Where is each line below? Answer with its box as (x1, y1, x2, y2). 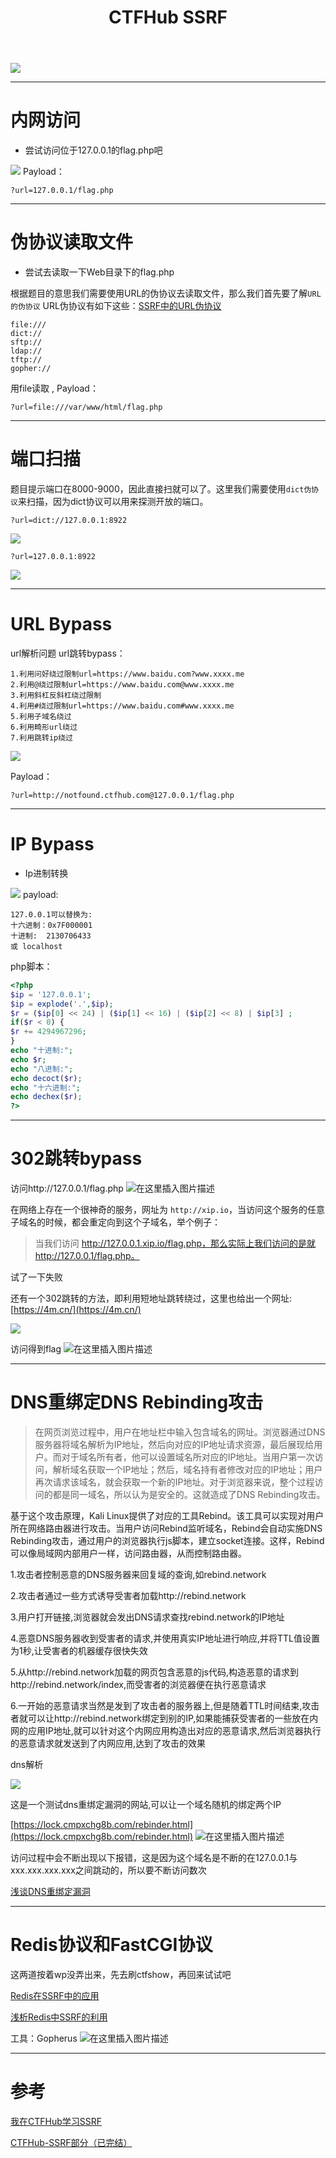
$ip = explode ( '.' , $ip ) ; (10, 999, 114, 1009)
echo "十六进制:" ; (10, 1082, 82, 1093)
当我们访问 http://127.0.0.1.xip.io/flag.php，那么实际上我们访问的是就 (34, 1237, 317, 1250)
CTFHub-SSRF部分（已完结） (10, 2136, 133, 2148)
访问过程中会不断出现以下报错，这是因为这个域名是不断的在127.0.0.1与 (10, 1852, 298, 1863)
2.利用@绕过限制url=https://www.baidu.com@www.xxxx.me (10, 679, 235, 690)
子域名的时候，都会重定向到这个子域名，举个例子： (10, 1216, 221, 1228)
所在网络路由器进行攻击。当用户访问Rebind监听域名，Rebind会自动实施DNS (10, 1522, 323, 1534)
